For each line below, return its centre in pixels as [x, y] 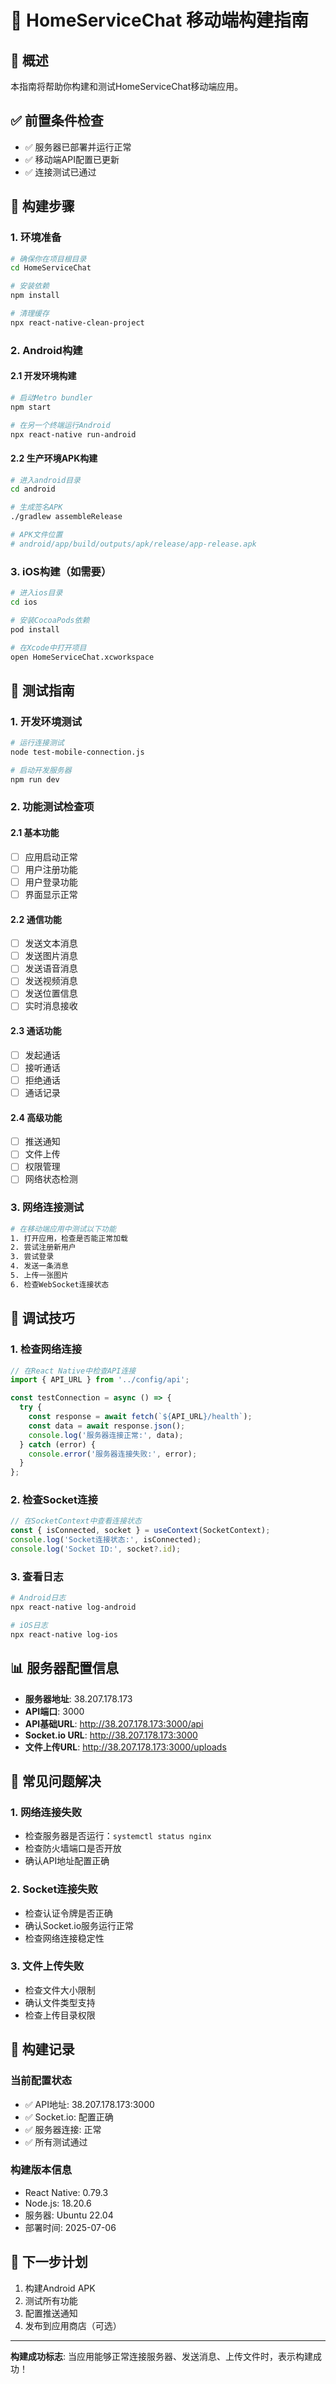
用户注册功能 [51, 869]
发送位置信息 [51, 993]
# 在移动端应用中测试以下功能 [63, 1229]
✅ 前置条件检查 [57, 121]
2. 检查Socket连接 [54, 1500]
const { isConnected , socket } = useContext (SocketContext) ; [140, 1531]
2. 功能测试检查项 [52, 807]
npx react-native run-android [73, 434]
